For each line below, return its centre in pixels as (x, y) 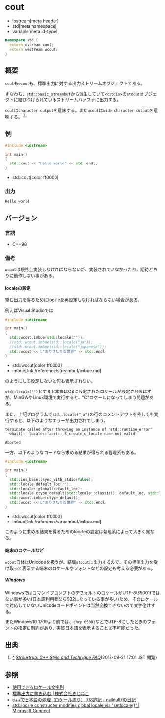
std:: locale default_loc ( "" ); (40, 484)
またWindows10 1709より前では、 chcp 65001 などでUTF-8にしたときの (76, 621)
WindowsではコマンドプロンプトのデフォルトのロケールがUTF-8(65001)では (82, 593)
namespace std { (22, 40)
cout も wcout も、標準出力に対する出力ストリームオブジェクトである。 (75, 83)
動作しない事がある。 (35, 276)
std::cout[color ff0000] (35, 178)
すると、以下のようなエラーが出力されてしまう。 (58, 420)
